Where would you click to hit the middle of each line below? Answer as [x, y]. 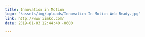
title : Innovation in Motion [35, 9]
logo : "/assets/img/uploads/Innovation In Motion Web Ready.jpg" [73, 14]
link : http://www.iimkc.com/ [35, 18]
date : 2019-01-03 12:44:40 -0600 [39, 23]
